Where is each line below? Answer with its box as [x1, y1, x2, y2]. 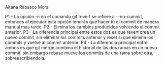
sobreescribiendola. [5, 55, 46, 61]
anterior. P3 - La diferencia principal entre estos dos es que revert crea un [5, 29, 156, 35]
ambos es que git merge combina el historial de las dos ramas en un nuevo [5, 45, 157, 50]
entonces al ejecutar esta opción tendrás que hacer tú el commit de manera [5, 19, 159, 24]
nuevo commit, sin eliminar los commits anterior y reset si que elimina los [5, 34, 154, 40]
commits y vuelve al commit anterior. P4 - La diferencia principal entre [5, 40, 148, 45]
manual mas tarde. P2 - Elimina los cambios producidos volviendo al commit [5, 24, 160, 30]
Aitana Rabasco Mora [5, 4, 49, 10]
